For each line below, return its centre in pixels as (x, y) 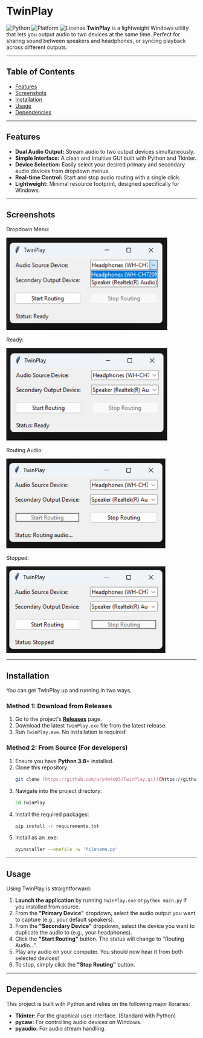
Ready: (15, 340)
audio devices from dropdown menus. (62, 171)
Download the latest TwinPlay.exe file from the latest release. (91, 726)
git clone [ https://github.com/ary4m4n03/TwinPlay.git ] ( (88, 779)
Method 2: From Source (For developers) (67, 747)
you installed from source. (47, 907)
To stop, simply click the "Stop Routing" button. (75, 965)
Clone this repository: (42, 767)
